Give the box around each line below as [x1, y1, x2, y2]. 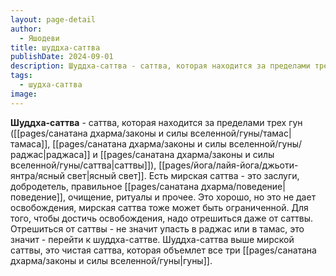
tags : [10, 71, 33, 81]
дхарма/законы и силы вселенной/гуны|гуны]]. [10, 254, 213, 266]
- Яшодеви [19, 33, 60, 43]
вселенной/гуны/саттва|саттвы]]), [10, 159, 157, 171]
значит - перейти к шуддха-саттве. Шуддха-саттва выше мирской [10, 233, 295, 245]
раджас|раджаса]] [10, 148, 91, 160]
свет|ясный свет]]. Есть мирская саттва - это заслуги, [66, 169, 300, 181]
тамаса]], [10, 137, 51, 150]
